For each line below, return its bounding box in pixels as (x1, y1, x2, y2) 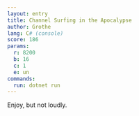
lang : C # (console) (7, 29, 64, 37)
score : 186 (7, 36, 39, 43)
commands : (7, 75, 36, 82)
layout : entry (7, 10, 49, 17)
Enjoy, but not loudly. (7, 101, 67, 109)
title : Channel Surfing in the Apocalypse (7, 17, 132, 24)
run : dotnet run (13, 82, 60, 89)
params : (7, 43, 30, 50)
